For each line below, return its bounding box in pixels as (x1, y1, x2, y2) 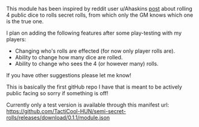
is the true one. (6, 18, 44, 25)
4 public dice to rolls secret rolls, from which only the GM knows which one (6, 11, 194, 19)
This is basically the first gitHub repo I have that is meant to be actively (6, 83, 183, 90)
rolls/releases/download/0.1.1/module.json (6, 114, 110, 121)
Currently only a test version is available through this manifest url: (6, 101, 169, 108)
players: (6, 36, 27, 43)
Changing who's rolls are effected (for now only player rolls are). (14, 47, 175, 55)
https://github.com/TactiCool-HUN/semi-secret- (6, 108, 127, 114)
